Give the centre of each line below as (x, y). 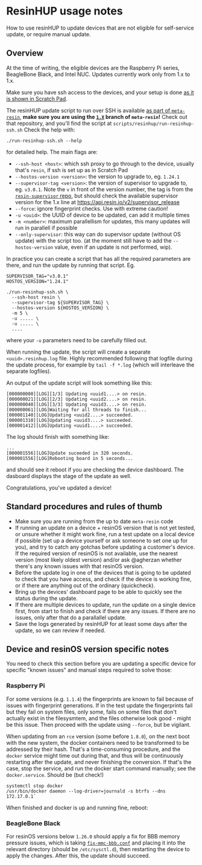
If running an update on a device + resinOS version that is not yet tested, (105, 528)
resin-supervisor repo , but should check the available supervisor (96, 196)
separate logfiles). (29, 371)
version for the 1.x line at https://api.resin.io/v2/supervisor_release (97, 202)
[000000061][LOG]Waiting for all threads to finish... (77, 410)
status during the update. (46, 598)
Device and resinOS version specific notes (88, 649)
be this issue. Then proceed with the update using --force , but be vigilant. (99, 724)
